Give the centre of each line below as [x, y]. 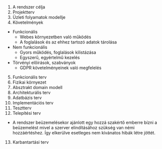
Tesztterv [22, 108]
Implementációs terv [33, 103]
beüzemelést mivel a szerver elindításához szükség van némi [74, 127]
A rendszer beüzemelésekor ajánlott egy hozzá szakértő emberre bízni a [85, 122]
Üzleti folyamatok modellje [39, 17]
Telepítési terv [27, 113]
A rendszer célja [29, 7]
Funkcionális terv [29, 77]
